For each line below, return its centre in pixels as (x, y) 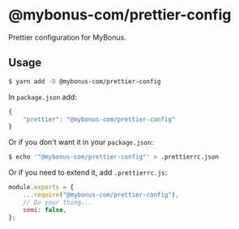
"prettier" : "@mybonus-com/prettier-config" (99, 119)
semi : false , (45, 210)
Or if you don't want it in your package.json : (81, 142)
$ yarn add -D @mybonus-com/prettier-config (85, 81)
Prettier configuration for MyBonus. (68, 37)
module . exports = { (41, 188)
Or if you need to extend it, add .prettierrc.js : (88, 172)
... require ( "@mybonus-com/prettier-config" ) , (101, 195)
